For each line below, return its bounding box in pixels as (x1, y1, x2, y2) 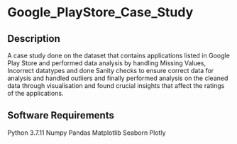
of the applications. (7, 89, 64, 97)
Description (7, 33, 60, 45)
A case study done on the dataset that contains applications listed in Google (7, 51, 231, 60)
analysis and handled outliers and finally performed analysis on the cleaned (7, 74, 228, 82)
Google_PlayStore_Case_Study (7, 4, 194, 21)
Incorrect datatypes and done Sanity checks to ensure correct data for (7, 67, 214, 74)
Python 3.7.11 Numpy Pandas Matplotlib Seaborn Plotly (7, 128, 166, 137)
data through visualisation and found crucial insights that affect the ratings (7, 82, 225, 89)
